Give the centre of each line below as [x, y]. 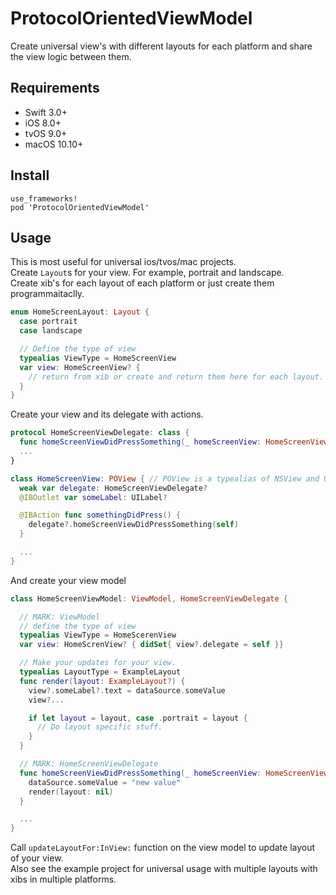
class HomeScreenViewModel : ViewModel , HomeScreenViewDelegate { [149, 598]
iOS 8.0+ [43, 123]
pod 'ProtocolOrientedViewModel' [80, 207]
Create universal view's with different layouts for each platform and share [161, 46]
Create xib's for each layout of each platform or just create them [142, 283]
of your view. [37, 858]
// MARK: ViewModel [60, 617]
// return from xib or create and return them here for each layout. [176, 377]
